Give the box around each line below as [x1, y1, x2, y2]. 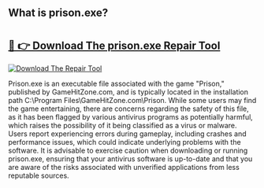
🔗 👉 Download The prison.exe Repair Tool [8, 39, 221, 52]
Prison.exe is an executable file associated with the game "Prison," [8, 79, 225, 88]
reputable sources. [8, 171, 69, 180]
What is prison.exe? [8, 6, 109, 20]
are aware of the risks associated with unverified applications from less [8, 163, 240, 171]
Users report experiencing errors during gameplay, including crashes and [8, 129, 247, 138]
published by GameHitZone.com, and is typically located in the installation [8, 87, 249, 97]
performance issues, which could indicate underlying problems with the [8, 138, 242, 146]
